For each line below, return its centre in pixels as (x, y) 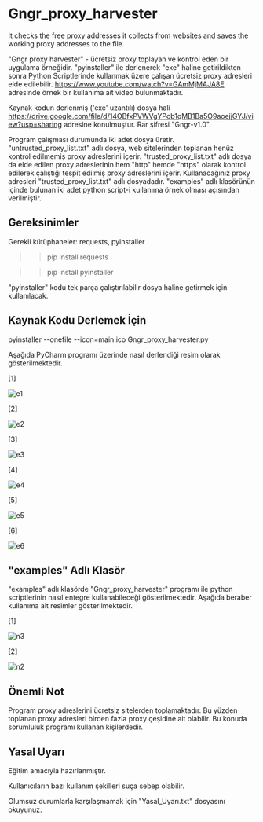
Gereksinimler (44, 223)
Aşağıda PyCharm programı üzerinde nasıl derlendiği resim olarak (114, 354)
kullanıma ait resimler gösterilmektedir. (71, 606)
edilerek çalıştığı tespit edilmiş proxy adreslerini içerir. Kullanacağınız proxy (129, 173)
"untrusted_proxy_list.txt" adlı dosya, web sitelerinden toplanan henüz (121, 148)
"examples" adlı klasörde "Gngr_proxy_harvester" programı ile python (121, 589)
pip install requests (77, 257)
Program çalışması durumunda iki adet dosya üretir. (91, 139)
